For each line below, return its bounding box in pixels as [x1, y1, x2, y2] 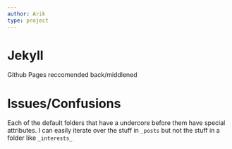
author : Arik [7, 10, 46, 18]
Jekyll [7, 47, 44, 64]
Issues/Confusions [7, 95, 121, 112]
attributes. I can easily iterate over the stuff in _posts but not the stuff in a [7, 126, 220, 135]
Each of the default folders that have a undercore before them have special [7, 119, 226, 127]
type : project [7, 17, 49, 24]
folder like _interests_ [7, 133, 73, 142]
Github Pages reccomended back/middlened [7, 71, 138, 79]
